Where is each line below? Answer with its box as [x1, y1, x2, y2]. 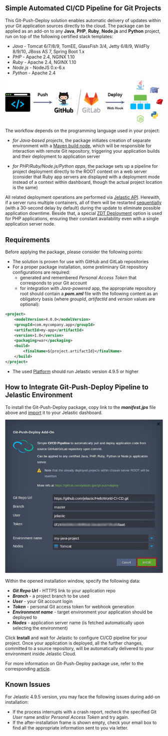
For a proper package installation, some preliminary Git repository [12, 264, 148, 270]
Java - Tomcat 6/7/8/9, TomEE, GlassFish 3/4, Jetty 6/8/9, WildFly [12, 43, 150, 49]
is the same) [12, 184, 38, 190]
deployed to [12, 614, 37, 620]
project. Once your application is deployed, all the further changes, [5, 640, 143, 646]
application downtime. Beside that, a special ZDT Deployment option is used [5, 211, 162, 217]
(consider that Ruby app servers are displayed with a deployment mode [12, 174, 160, 180]
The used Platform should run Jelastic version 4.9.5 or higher [12, 368, 139, 374]
